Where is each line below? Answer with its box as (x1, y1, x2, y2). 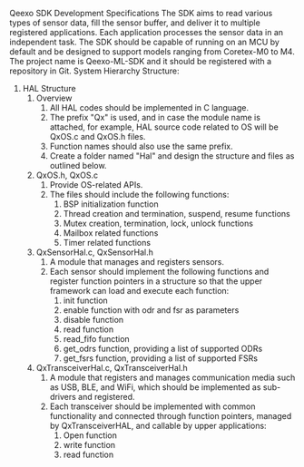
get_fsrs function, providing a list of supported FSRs (63, 353, 259, 364)
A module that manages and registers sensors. (49, 257, 225, 267)
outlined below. (49, 161, 107, 170)
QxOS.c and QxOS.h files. (49, 131, 146, 141)
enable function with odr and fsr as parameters (63, 305, 240, 316)
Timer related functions (63, 238, 152, 248)
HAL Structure (22, 83, 76, 93)
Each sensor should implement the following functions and (49, 267, 270, 277)
